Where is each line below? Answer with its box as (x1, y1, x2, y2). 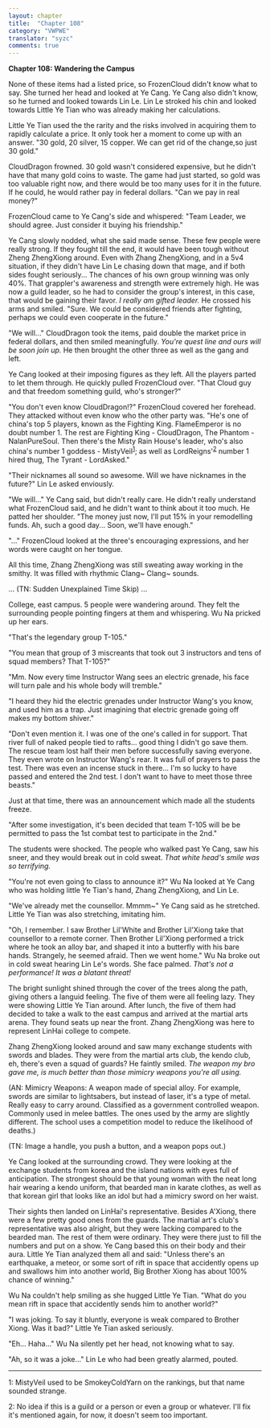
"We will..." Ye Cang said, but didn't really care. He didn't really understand (8, 494, 256, 504)
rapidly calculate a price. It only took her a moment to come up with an (8, 130, 243, 139)
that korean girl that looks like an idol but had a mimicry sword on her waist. (8, 1191, 259, 1200)
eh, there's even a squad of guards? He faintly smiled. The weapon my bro (8, 1059, 256, 1068)
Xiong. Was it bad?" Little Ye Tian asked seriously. (8, 1323, 174, 1332)
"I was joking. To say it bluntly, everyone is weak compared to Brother (8, 1315, 239, 1324)
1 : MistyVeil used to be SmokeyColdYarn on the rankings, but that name (8, 1377, 245, 1387)
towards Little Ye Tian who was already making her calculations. (8, 105, 221, 115)
